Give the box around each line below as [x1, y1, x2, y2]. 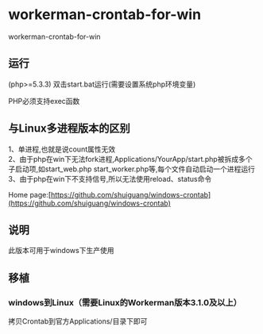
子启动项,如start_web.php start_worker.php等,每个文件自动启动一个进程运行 [8, 164, 256, 174]
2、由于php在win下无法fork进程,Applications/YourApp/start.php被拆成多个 [8, 154, 253, 163]
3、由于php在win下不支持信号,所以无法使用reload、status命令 [8, 174, 212, 183]
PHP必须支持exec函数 [8, 96, 80, 106]
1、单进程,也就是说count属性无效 [8, 144, 116, 154]
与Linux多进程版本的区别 [8, 121, 130, 136]
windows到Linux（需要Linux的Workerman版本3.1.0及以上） [8, 297, 242, 308]
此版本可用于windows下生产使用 [8, 246, 114, 255]
